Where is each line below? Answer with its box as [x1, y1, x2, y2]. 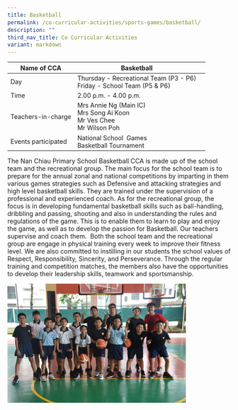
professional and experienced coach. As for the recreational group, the [7, 195, 215, 203]
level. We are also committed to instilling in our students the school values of [7, 247, 231, 256]
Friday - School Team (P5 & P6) [76, 81, 171, 90]
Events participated [10, 137, 67, 146]
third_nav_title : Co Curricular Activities [7, 34, 138, 41]
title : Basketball [7, 11, 62, 18]
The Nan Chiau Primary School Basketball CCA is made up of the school [7, 156, 218, 166]
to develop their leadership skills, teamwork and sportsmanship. [7, 270, 194, 278]
